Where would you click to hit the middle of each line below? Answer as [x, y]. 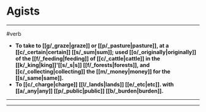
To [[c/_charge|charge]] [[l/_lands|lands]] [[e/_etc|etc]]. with [94, 84]
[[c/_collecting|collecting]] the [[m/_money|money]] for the [93, 71]
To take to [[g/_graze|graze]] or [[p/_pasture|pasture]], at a [92, 45]
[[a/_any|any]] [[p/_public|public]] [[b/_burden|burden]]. [89, 91]
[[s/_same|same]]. [39, 78]
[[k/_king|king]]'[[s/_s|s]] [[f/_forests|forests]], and [82, 65]
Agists [23, 11]
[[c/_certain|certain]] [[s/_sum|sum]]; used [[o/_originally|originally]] [106, 52]
